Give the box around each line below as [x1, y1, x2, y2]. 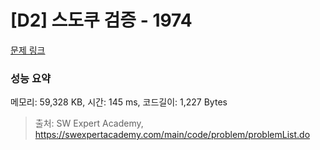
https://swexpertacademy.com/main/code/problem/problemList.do [34, 129, 311, 141]
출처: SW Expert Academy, [34, 117, 144, 130]
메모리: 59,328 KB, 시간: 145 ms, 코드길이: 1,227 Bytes [10, 96, 228, 108]
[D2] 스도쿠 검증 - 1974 [10, 9, 193, 32]
